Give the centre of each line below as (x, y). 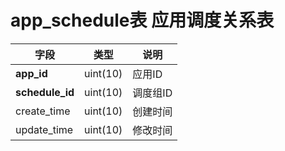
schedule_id (45, 92)
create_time (43, 111)
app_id (31, 73)
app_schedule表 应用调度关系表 (142, 20)
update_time (44, 129)
